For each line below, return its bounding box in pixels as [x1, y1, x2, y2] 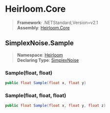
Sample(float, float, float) [5, 92, 66, 99]
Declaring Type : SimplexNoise [17, 57, 79, 63]
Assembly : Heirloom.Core [17, 24, 70, 30]
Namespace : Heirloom [17, 52, 64, 58]
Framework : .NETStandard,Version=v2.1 [17, 20, 98, 25]
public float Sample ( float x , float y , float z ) [5, 103, 106, 108]
